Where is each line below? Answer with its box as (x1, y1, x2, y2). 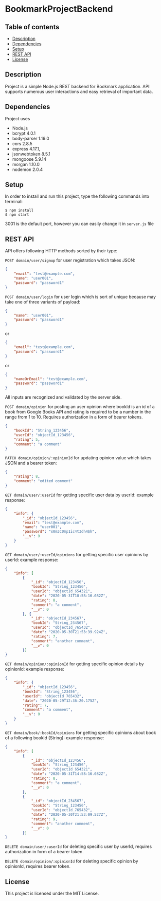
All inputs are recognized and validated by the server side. (5, 394, 122, 400)
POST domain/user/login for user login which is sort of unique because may (5, 294, 156, 300)
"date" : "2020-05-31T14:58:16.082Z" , (31, 771, 108, 776)
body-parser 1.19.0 (12, 135, 50, 141)
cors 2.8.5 (12, 140, 33, 147)
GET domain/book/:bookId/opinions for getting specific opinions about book (5, 730, 157, 735)
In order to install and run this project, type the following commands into (5, 193, 150, 199)
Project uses (5, 115, 30, 121)
